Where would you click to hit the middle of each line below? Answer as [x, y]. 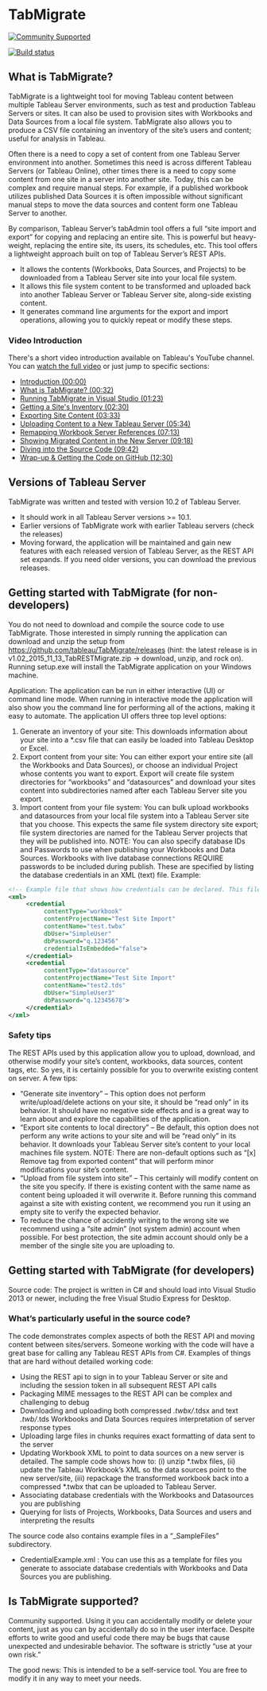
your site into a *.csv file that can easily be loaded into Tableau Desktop [137, 739]
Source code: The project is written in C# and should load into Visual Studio [132, 1290]
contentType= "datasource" [86, 971]
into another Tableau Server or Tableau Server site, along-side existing [135, 294]
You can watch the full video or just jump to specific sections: [109, 367]
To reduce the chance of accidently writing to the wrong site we [124, 1220]
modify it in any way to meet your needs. [75, 1678]
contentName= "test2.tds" [85, 986]
